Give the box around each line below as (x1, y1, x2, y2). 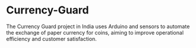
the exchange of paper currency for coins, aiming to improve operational (6, 29, 184, 36)
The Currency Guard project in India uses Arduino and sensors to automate (6, 23, 190, 30)
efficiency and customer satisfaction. (6, 35, 97, 42)
